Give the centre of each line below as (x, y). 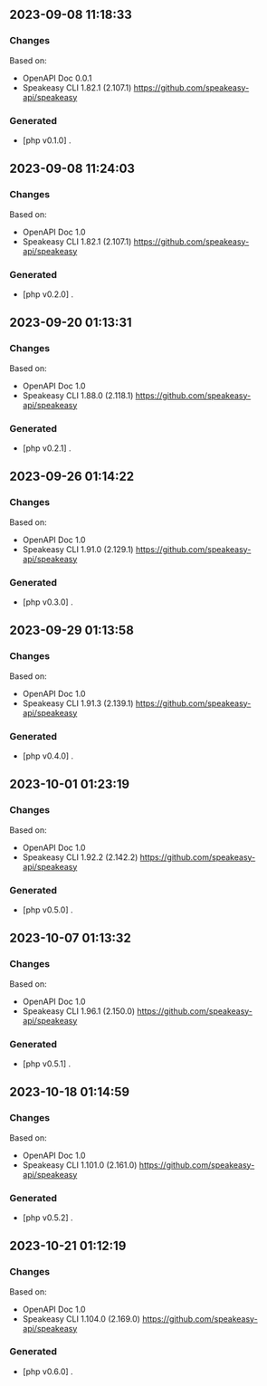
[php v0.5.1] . (46, 1064)
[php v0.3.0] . (48, 602)
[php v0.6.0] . (48, 1372)
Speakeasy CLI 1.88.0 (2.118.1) (78, 395)
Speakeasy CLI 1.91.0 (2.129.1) (78, 549)
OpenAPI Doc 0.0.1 (57, 78)
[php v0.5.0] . (48, 910)
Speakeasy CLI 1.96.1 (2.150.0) (79, 1011)
